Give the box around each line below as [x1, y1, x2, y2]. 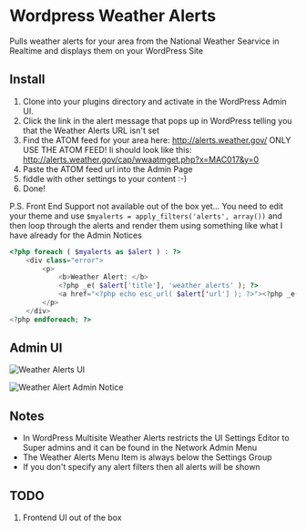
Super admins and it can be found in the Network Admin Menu [22, 443, 258, 454]
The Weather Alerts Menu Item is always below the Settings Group [22, 452, 272, 463]
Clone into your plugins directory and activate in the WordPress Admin [22, 96, 287, 107]
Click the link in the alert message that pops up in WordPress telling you [22, 115, 293, 126]
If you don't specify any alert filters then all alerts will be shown [22, 462, 261, 473]
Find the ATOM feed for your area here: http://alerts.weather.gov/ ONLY [22, 134, 291, 146]
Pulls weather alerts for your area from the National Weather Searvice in [9, 36, 280, 46]
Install [9, 72, 46, 87]
